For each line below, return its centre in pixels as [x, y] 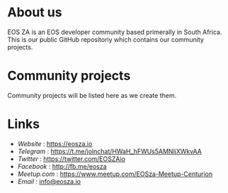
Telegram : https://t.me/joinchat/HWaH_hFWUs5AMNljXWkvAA [109, 151]
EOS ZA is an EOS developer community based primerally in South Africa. [115, 32]
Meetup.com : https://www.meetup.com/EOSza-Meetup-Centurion [115, 174]
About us [35, 12]
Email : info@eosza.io [49, 181]
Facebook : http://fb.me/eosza [62, 166]
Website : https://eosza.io [55, 143]
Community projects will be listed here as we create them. [92, 95]
